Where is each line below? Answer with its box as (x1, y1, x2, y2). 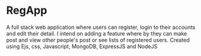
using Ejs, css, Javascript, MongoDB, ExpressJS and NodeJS (6, 43, 158, 50)
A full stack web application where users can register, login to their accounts (6, 23, 196, 31)
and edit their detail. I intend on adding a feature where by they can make (6, 30, 187, 37)
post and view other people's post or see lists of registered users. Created (6, 36, 190, 43)
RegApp (6, 4, 47, 17)
